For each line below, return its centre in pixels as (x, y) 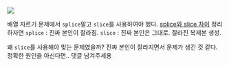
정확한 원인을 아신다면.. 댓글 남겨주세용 (59, 55)
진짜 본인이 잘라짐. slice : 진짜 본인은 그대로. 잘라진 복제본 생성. (135, 33)
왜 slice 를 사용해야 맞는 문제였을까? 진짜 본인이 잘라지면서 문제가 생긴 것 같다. (112, 47)
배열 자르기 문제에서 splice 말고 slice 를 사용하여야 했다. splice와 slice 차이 (108, 24)
